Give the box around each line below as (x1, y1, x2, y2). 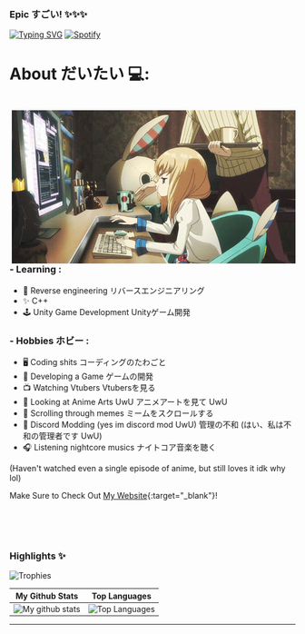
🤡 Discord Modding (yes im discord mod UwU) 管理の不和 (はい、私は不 (22, 419, 292, 430)
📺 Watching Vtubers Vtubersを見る (22, 381, 156, 392)
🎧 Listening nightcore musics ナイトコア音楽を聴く (22, 441, 217, 452)
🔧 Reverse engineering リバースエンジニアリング (22, 284, 206, 296)
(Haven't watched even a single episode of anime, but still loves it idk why (9, 462, 286, 473)
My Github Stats (15, 590, 79, 601)
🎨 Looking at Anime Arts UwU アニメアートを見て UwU (22, 396, 228, 407)
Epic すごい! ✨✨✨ (9, 7, 88, 20)
